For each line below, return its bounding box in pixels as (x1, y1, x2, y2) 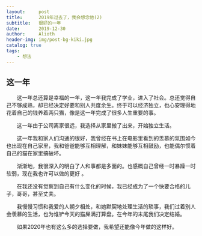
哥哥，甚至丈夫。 (16, 190, 59, 198)
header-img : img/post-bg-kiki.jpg (6, 37, 93, 43)
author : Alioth (6, 31, 55, 37)
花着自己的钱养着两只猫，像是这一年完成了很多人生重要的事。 (6, 109, 159, 116)
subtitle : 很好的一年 (6, 20, 61, 26)
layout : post (6, 8, 50, 15)
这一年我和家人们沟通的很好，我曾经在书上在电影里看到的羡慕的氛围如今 (17, 135, 196, 142)
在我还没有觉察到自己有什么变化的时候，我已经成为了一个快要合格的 (17, 183, 185, 190)
